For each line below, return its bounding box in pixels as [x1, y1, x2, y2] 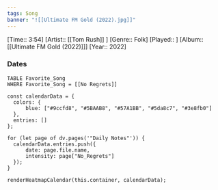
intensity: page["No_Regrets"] [25, 152, 115, 159]
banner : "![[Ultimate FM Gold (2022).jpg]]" [7, 16, 136, 23]
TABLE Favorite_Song [7, 74, 66, 82]
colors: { [13, 98, 41, 106]
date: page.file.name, [25, 146, 90, 154]
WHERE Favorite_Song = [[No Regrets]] [7, 81, 118, 87]
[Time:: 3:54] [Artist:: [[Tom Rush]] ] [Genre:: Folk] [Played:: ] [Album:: [7, 35, 204, 43]
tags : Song [7, 10, 38, 17]
